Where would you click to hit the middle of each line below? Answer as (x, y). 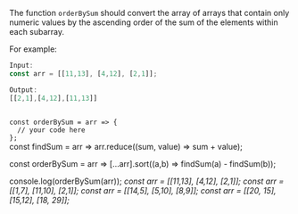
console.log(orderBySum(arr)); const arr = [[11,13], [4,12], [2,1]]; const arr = (147, 181)
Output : (24, 90)
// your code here (52, 130)
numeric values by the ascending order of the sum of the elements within (144, 22)
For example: (33, 49)
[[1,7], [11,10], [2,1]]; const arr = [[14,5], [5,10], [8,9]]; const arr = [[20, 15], (143, 190)
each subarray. (37, 32)
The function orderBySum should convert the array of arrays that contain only (149, 13)
